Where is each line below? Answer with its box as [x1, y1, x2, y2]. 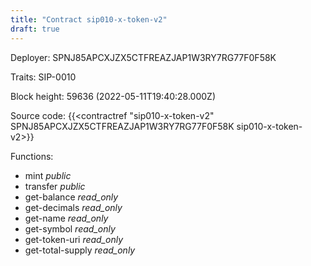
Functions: [10, 150, 54, 162]
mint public [24, 169, 72, 181]
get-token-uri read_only [24, 233, 124, 245]
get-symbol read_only [24, 222, 116, 235]
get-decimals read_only [24, 201, 123, 213]
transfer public [24, 180, 86, 192]
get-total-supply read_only [24, 244, 136, 256]
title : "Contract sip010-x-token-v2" [10, 14, 168, 25]
